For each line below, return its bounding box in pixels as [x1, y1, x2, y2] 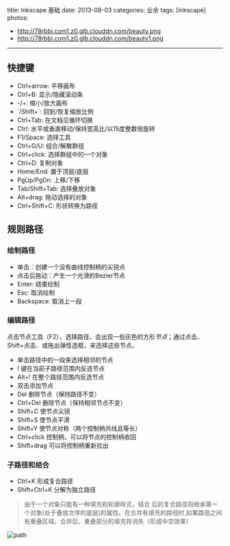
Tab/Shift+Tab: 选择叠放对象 [16, 184, 97, 193]
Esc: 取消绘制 [16, 288, 55, 297]
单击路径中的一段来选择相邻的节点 [16, 356, 114, 364]
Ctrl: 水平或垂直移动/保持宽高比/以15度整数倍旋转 [16, 124, 155, 132]
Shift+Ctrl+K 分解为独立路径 [16, 486, 97, 494]
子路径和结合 [7, 460, 50, 469]
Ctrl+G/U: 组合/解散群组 [16, 141, 84, 149]
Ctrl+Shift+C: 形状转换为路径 [16, 201, 98, 210]
